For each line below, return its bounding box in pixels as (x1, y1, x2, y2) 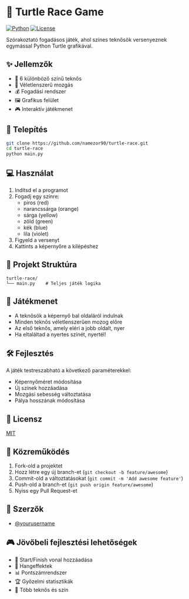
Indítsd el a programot (14, 187, 69, 193)
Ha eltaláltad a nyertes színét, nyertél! (14, 331, 107, 338)
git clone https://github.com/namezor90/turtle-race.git (6, 140, 148, 146)
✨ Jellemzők (6, 59, 53, 69)
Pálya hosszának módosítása (14, 397, 85, 404)
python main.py (6, 151, 43, 157)
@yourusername (14, 520, 55, 527)
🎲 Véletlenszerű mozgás (14, 81, 73, 88)
